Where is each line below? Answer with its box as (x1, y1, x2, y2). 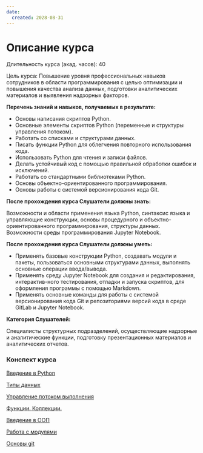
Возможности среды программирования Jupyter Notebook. (6, 229, 161, 237)
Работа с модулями (6, 428, 58, 435)
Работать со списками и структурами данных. (15, 135, 136, 142)
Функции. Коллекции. (6, 404, 62, 412)
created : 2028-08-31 (12, 15, 64, 21)
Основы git (6, 440, 35, 447)
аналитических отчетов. (6, 340, 69, 347)
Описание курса (6, 41, 95, 55)
